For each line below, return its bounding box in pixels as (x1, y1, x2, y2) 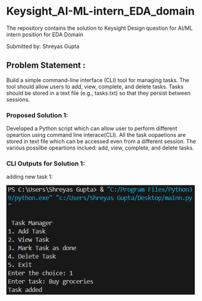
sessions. (6, 95, 30, 103)
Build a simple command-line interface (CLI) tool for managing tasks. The (6, 76, 189, 83)
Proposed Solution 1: (6, 111, 69, 119)
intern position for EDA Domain (6, 30, 84, 38)
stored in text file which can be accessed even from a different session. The (6, 138, 196, 145)
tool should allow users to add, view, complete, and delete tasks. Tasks (6, 83, 184, 90)
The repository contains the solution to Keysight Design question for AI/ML (6, 24, 193, 32)
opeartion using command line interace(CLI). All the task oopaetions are (6, 131, 186, 139)
